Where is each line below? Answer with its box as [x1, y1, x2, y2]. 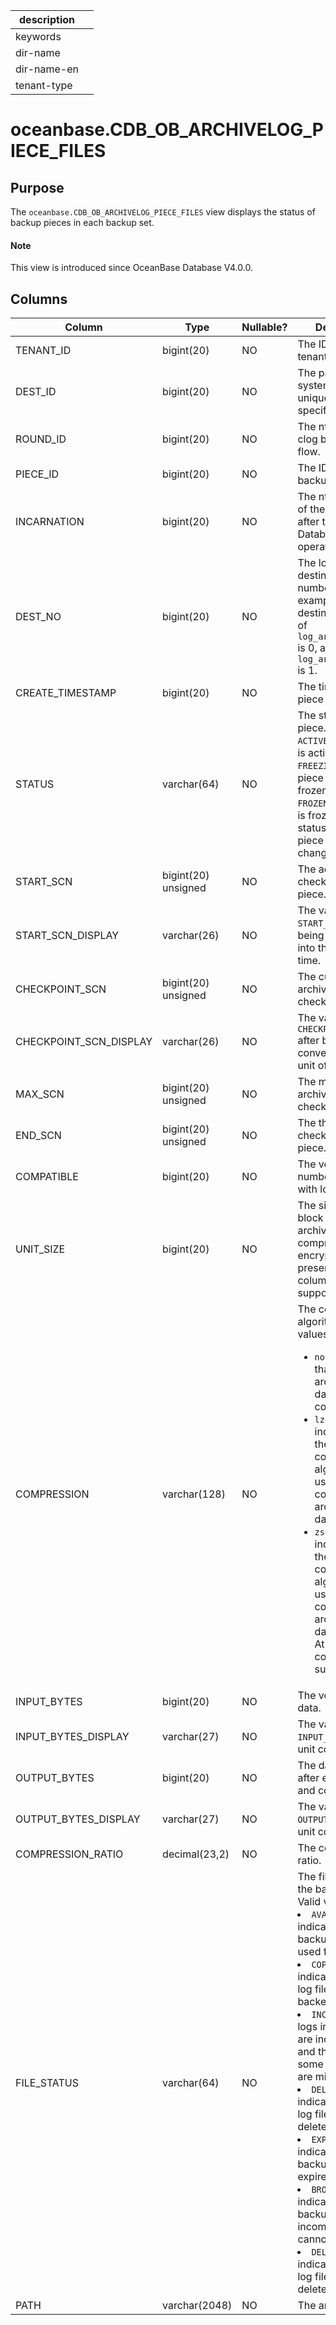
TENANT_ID [15, 344, 72, 358]
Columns [10, 290, 68, 308]
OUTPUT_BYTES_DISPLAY [15, 1812, 141, 1826]
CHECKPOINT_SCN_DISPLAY [15, 1035, 153, 1049]
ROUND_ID [15, 432, 67, 446]
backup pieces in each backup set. [10, 217, 155, 228]
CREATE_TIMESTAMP [15, 686, 117, 700]
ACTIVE [297, 735, 329, 747]
